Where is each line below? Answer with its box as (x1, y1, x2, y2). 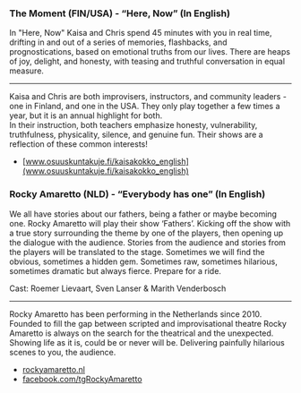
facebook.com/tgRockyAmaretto (21, 373, 142, 384)
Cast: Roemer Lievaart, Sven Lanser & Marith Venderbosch (9, 283, 227, 294)
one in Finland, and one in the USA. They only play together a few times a (9, 101, 280, 112)
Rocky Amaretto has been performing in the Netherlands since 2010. (9, 308, 262, 320)
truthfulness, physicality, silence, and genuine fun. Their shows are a (9, 129, 263, 141)
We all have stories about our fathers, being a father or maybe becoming (9, 209, 278, 219)
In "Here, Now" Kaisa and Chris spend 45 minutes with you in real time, (9, 28, 272, 38)
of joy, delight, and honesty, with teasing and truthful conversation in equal (9, 56, 285, 67)
